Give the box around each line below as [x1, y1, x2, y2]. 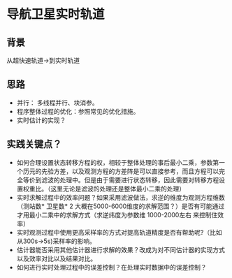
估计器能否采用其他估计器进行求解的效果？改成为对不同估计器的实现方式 [16, 245, 225, 254]
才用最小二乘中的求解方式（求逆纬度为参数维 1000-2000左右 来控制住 [16, 210, 218, 219]
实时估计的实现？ [16, 116, 66, 124]
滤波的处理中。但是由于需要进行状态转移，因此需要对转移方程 [41, 175, 219, 184]
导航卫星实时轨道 [6, 6, 106, 22]
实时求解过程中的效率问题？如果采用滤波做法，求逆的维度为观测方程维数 [16, 193, 225, 201]
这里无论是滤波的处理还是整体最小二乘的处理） [50, 184, 186, 193]
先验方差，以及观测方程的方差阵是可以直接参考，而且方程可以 [41, 167, 219, 175]
